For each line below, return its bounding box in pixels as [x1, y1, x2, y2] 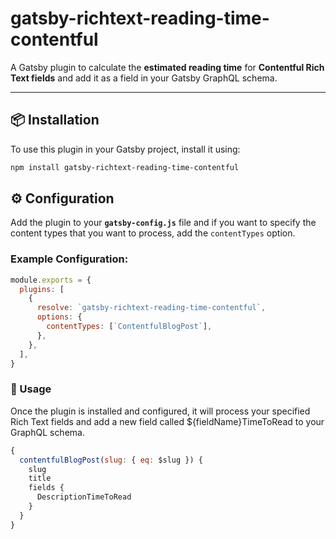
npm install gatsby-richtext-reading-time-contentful [10, 162, 240, 172]
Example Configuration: [10, 252, 129, 266]
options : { [36, 312, 83, 322]
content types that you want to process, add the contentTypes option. [10, 227, 296, 239]
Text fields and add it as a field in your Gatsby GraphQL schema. [10, 72, 278, 84]
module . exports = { [10, 275, 92, 285]
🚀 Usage [10, 382, 52, 396]
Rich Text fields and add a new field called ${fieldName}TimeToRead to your [10, 415, 325, 427]
